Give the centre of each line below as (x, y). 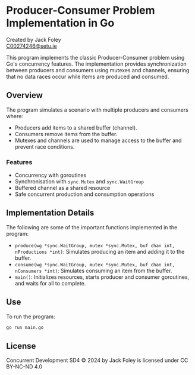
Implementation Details (50, 213)
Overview (25, 95)
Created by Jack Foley (34, 39)
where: (15, 116)
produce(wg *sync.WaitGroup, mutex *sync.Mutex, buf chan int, (95, 245)
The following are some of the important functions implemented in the (92, 227)
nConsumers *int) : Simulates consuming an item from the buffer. (93, 271)
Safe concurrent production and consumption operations (84, 194)
